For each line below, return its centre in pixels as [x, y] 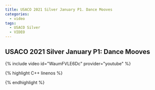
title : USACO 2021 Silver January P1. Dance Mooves [59, 9]
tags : [11, 23]
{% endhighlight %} [25, 82]
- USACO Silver [25, 28]
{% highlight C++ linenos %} [34, 73]
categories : [17, 14]
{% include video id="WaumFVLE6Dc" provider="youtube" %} [68, 63]
